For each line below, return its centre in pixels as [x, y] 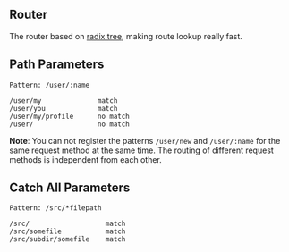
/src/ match [68, 224]
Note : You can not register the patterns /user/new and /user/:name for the [145, 140]
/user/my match [64, 101]
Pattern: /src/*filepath [55, 208]
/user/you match [64, 108]
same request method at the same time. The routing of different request [142, 150]
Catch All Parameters [70, 188]
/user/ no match [69, 124]
